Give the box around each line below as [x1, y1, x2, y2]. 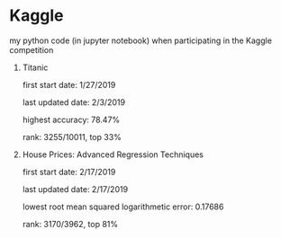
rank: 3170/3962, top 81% [22, 218, 119, 229]
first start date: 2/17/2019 [22, 166, 116, 177]
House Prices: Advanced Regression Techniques [22, 149, 204, 160]
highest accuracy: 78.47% [22, 114, 121, 125]
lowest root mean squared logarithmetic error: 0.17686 [22, 201, 224, 212]
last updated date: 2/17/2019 [22, 183, 129, 194]
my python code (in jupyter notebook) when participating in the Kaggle [9, 35, 273, 46]
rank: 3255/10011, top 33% [22, 131, 122, 142]
